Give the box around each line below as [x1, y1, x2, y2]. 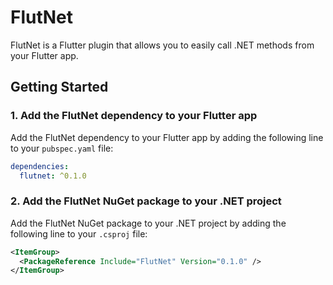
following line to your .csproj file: [10, 227, 148, 240]
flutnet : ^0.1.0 [19, 171, 87, 181]
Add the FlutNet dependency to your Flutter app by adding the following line [10, 131, 324, 143]
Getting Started [10, 79, 109, 96]
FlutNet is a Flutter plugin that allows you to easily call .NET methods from [10, 39, 315, 51]
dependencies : [10, 161, 70, 171]
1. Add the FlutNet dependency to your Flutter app [10, 109, 258, 123]
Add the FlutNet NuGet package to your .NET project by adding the [10, 217, 287, 229]
